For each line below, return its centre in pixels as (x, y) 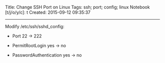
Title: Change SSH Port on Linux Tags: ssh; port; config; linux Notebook (78, 7)
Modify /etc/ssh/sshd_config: (35, 26)
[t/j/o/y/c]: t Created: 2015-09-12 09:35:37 (48, 12)
